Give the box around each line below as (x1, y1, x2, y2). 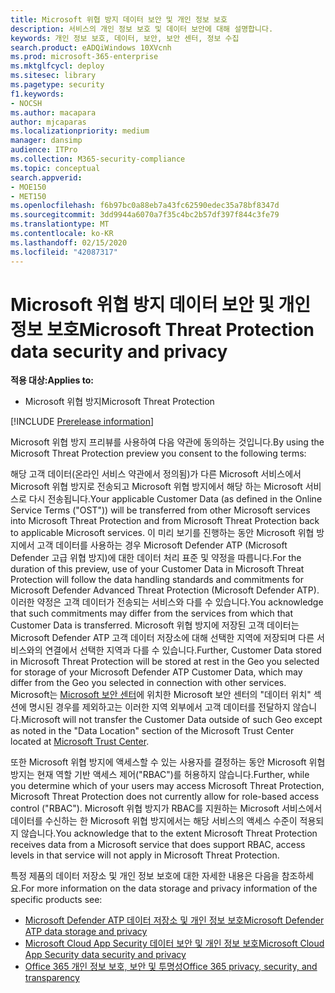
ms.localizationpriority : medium (10, 126, 150, 136)
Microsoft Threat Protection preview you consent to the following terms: (10, 447, 307, 460)
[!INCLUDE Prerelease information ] (10, 416, 155, 428)
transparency (24, 972, 80, 984)
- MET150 (10, 191, 47, 201)
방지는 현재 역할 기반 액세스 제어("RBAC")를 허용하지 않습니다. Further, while (10, 769, 310, 781)
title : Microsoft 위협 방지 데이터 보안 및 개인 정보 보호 (10, 14, 228, 25)
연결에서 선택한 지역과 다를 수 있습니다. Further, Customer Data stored (44, 644, 322, 656)
